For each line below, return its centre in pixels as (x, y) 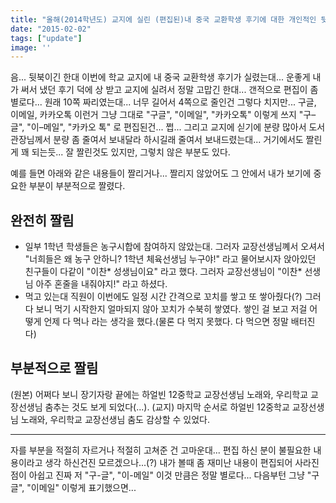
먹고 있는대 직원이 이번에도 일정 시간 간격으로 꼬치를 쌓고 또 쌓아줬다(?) (163, 297)
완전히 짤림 (42, 220)
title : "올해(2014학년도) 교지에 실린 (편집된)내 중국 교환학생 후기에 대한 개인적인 (163, 19)
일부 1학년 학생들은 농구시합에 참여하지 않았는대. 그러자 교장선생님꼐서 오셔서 (174, 247)
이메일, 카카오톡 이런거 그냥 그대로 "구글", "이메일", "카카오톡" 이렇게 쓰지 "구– (163, 115)
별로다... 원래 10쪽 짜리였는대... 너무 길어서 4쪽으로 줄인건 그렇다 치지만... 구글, (163, 102)
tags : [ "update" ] (46, 38)
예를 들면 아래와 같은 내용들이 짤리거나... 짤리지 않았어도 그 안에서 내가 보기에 (161, 173)
